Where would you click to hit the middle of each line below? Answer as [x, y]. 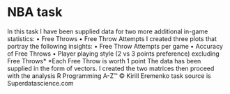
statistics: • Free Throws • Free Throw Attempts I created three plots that [112, 38]
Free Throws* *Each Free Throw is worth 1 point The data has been [104, 61]
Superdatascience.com [41, 83]
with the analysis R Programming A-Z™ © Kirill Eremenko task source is [109, 76]
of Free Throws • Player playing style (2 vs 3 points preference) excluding [113, 54]
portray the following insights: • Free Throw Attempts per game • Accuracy [115, 46]
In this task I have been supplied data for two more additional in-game [108, 31]
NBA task [35, 12]
